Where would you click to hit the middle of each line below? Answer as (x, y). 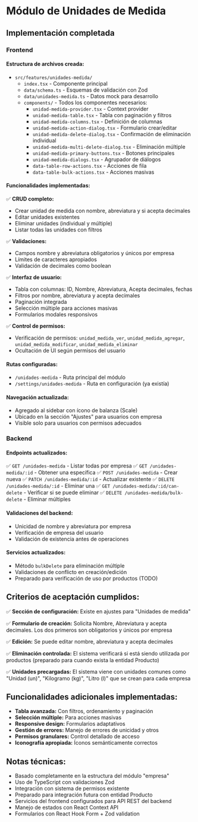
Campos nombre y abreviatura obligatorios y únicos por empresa (94, 253)
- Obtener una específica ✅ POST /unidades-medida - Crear (106, 473)
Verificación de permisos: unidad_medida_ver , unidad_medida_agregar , (100, 338)
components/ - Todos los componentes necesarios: (85, 102)
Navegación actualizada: (38, 397)
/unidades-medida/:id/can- (146, 487)
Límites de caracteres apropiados (56, 259)
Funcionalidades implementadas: (48, 186)
